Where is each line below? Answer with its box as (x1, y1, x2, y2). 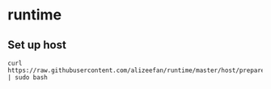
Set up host (7, 38, 66, 52)
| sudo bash (7, 74, 48, 82)
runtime (7, 6, 62, 24)
